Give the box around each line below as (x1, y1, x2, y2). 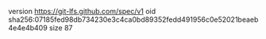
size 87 (48, 23, 73, 32)
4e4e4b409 (8, 23, 48, 32)
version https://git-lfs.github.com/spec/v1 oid (8, 7, 156, 16)
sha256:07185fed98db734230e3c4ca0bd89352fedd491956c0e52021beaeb (8, 15, 259, 24)
